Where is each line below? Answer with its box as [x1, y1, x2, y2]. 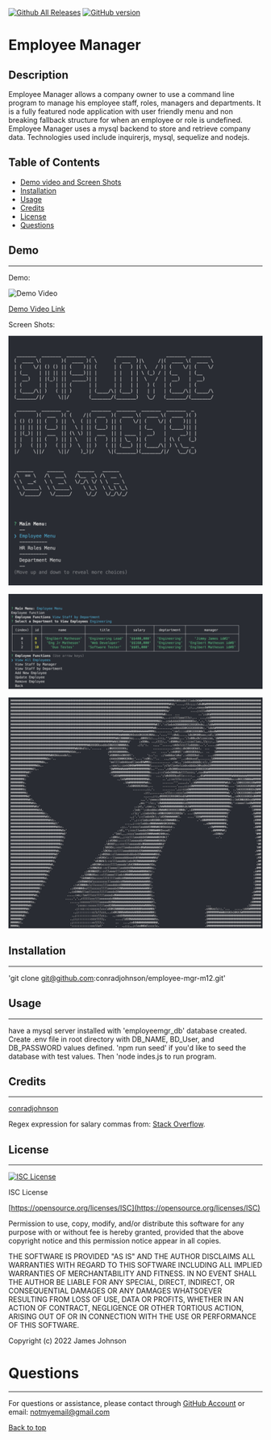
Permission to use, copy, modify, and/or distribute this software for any [8, 1219, 244, 1228]
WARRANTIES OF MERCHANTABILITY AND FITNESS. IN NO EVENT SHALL [8, 1269, 257, 1278]
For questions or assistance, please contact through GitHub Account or [8, 1399, 245, 1408]
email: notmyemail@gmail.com [8, 1407, 110, 1417]
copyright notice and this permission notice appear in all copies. [8, 1236, 222, 1246]
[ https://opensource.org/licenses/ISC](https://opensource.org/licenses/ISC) [8, 1203, 261, 1213]
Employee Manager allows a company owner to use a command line [8, 90, 236, 99]
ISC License [8, 1188, 48, 1198]
